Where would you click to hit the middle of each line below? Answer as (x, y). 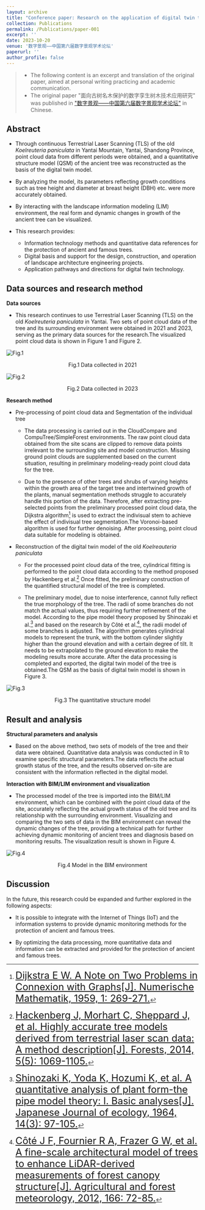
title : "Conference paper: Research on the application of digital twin (101, 18)
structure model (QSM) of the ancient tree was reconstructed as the (100, 163)
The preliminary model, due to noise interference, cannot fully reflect (111, 597)
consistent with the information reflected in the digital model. (92, 772)
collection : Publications (39, 23)
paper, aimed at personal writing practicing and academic (103, 81)
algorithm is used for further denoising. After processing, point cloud (110, 528)
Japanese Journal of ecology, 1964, (96, 1112)
